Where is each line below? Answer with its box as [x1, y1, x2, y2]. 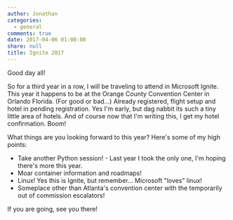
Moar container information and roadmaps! [17, 169, 142, 177]
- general [13, 23, 42, 30]
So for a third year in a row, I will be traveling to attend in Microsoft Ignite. [7, 82, 219, 90]
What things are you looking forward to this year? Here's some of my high [7, 132, 221, 141]
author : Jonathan [7, 10, 58, 18]
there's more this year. [17, 161, 83, 170]
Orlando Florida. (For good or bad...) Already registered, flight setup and [7, 97, 216, 105]
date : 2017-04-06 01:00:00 [7, 36, 86, 43]
